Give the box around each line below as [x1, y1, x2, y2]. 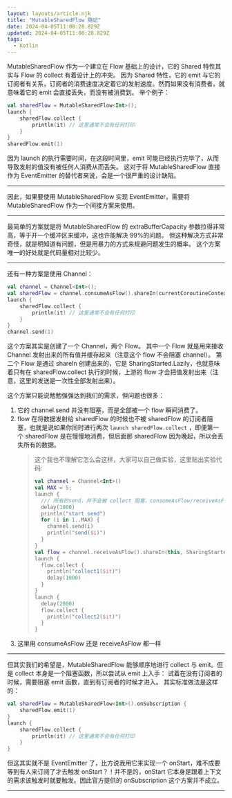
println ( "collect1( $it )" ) [47, 568, 122, 575]
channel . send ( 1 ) [7, 328, 54, 336]
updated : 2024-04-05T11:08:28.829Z [7, 29, 110, 37]
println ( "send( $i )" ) [47, 529, 106, 537]
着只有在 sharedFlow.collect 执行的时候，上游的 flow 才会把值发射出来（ [7, 368, 213, 376]
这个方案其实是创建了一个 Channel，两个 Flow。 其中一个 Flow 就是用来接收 [7, 342, 224, 351]
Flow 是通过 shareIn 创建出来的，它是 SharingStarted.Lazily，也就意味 [20, 360, 220, 368]
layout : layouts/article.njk [7, 10, 91, 17]
